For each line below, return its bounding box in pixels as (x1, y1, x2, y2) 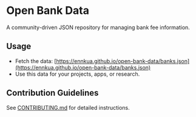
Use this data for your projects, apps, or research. (15, 70, 140, 78)
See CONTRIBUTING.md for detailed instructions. (6, 104, 130, 111)
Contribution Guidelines (6, 88, 99, 98)
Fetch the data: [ (15, 57, 56, 64)
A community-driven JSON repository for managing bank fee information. (6, 24, 190, 31)
